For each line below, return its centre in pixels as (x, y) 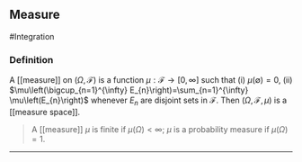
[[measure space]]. (45, 112)
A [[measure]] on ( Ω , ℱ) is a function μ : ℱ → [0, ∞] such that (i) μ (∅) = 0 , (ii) (151, 80)
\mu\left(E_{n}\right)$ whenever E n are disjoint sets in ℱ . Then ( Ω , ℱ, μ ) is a (148, 101)
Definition (31, 59)
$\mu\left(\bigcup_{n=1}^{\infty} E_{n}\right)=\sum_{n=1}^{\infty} (129, 90)
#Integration (32, 36)
